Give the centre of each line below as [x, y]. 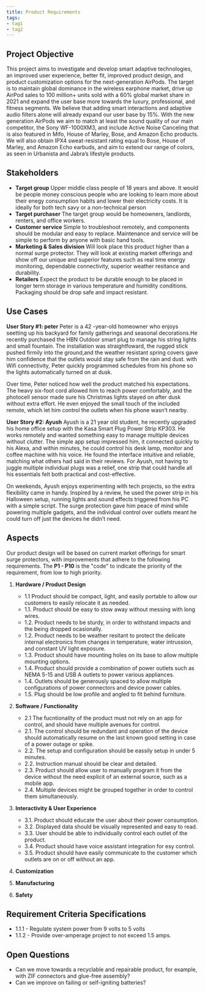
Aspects [23, 538]
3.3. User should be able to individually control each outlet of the [106, 833]
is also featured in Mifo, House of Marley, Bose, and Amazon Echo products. [102, 134]
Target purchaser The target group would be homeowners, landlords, [103, 214]
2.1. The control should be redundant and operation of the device [106, 731]
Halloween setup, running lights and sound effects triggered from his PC [97, 499]
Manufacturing [35, 883]
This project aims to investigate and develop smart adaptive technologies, [99, 69]
